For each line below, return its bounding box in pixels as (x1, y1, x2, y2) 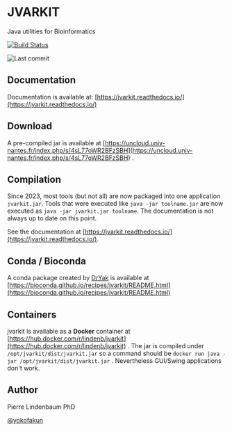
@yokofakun (7, 416, 44, 424)
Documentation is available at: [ (7, 92, 97, 101)
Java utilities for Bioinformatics (7, 27, 96, 35)
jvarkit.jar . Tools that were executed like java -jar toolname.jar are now (7, 200, 224, 208)
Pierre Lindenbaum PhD (7, 402, 76, 411)
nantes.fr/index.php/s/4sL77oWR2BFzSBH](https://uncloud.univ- (7, 146, 193, 154)
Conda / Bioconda (7, 255, 87, 267)
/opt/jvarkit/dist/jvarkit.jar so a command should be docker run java (7, 349, 220, 357)
